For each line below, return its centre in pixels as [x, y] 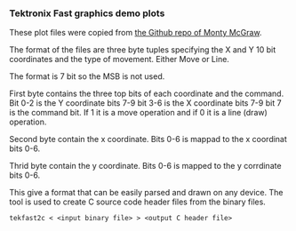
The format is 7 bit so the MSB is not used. [87, 76]
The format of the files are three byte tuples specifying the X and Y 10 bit [143, 50]
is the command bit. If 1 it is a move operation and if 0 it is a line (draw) [139, 113]
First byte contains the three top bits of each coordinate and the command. [147, 94]
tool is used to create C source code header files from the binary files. [138, 202]
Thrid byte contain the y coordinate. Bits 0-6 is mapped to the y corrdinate [145, 166]
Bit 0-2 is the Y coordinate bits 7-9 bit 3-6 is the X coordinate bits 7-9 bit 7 [145, 103]
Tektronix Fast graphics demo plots [87, 13]
